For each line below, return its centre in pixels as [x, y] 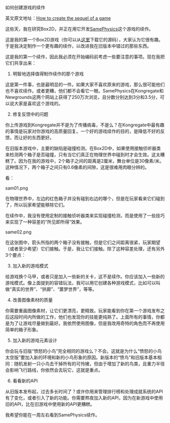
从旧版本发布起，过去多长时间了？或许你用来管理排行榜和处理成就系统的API [84, 391]
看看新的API [25, 381]
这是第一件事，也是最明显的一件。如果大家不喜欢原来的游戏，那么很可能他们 [85, 84]
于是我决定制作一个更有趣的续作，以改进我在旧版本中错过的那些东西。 [78, 46]
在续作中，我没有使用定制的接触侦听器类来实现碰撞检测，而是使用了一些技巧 [85, 216]
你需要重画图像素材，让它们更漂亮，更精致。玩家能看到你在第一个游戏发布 [83, 311]
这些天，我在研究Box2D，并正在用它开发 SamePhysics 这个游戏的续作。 [79, 29]
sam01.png [17, 188]
